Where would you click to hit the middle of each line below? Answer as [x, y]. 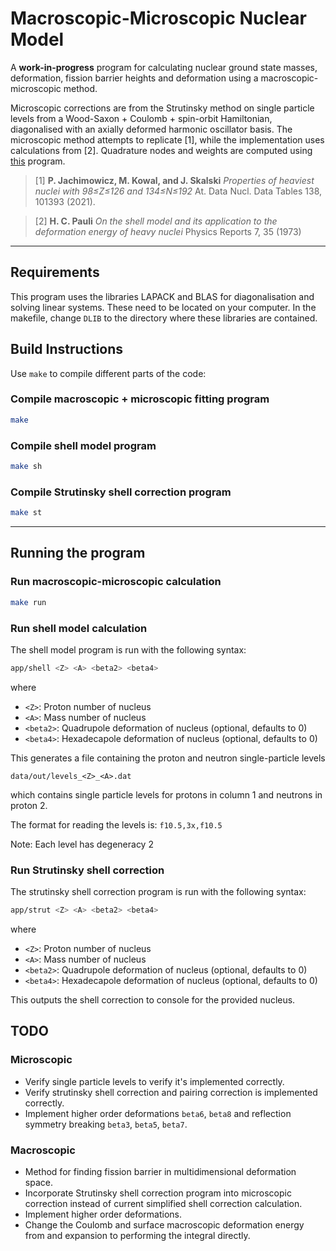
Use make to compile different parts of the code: [108, 373]
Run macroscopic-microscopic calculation [116, 582]
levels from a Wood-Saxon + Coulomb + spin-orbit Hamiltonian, [141, 118]
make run [28, 602]
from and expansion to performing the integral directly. [137, 1235]
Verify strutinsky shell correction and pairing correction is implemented [171, 1092]
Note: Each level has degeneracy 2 [82, 844]
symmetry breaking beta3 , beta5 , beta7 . [106, 1124]
